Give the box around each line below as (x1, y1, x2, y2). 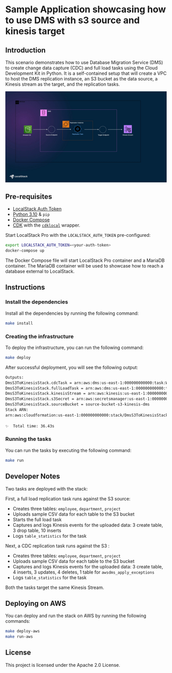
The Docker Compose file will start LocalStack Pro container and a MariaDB (5, 257, 165, 263)
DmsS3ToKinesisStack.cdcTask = (5, 380, 72, 385)
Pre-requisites (5, 192, 52, 201)
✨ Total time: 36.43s (5, 423, 55, 429)
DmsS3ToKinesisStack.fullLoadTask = (5, 385, 83, 391)
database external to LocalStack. (5, 268, 75, 275)
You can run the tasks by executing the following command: (5, 447, 132, 453)
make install (5, 320, 33, 326)
